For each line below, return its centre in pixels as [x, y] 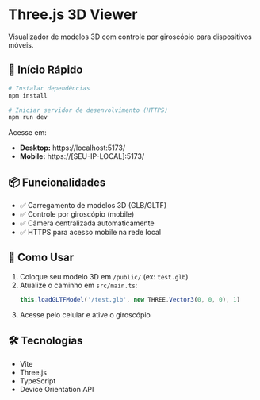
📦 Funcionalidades [57, 182]
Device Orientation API [57, 389]
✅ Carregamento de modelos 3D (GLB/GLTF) [93, 206]
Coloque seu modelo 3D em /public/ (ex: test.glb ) [104, 276]
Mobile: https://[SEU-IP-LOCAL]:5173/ [82, 156]
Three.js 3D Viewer [73, 15]
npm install [28, 96]
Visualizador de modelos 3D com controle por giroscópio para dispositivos [130, 37]
